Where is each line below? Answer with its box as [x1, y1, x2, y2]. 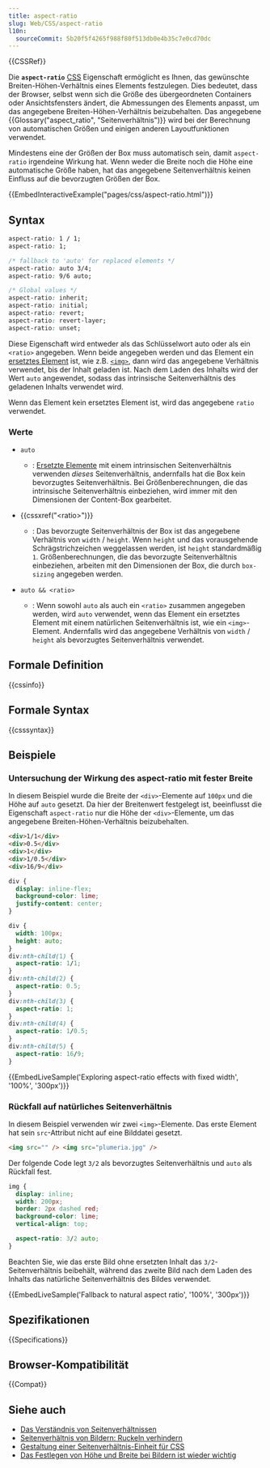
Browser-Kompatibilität [8, 1358, 129, 1372]
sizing [32, 570, 55, 579]
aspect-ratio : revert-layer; [8, 317, 107, 325]
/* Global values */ [8, 287, 78, 295]
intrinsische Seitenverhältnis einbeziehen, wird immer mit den [32, 486, 238, 496]
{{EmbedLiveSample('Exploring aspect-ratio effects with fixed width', [8, 1072, 238, 1082]
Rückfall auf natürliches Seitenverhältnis [8, 1100, 172, 1112]
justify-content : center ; [15, 900, 103, 908]
